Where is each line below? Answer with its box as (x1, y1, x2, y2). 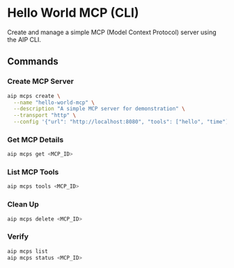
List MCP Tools (7, 167, 59, 177)
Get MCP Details (7, 135, 64, 144)
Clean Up (7, 200, 40, 209)
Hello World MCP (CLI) (7, 5, 139, 21)
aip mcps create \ (7, 92, 61, 99)
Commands (7, 56, 59, 68)
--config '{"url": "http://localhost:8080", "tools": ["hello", (13, 119, 204, 126)
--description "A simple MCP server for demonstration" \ (13, 105, 186, 112)
